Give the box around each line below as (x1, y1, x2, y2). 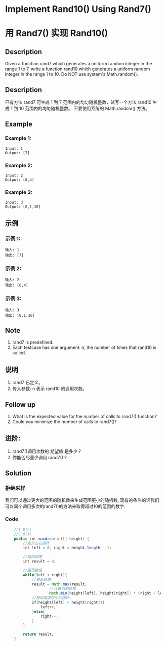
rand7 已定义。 (12, 380, 43, 386)
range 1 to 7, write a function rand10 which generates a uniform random (5, 66, 150, 72)
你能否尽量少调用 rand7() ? (12, 454, 67, 460)
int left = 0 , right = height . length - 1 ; (23, 545, 112, 551)
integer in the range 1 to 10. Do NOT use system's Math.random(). (5, 71, 138, 77)
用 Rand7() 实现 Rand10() (5, 28, 108, 39)
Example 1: (5, 135, 32, 142)
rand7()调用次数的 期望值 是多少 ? (12, 448, 81, 454)
